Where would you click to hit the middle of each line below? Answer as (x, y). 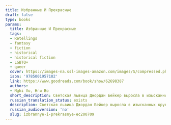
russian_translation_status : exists (49, 100)
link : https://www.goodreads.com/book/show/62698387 (67, 81)
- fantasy (20, 43)
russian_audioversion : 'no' (40, 110)
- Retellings (24, 39)
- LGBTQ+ (19, 62)
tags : (16, 34)
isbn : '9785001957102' (34, 77)
